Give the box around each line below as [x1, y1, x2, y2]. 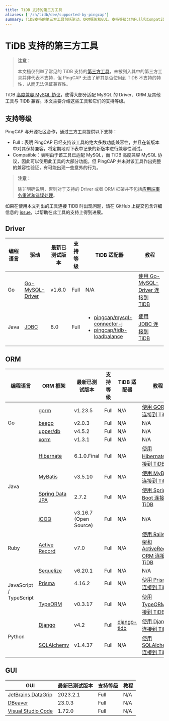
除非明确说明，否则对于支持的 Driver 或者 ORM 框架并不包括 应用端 [17, 186, 156, 192]
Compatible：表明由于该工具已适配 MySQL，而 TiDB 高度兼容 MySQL [12, 152, 157, 158]
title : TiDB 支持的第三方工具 [5, 7, 63, 13]
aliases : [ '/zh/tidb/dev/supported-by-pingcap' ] [5, 12, 109, 17]
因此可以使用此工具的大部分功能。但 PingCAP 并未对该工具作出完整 [21, 158, 161, 164]
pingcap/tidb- [94, 326, 127, 334]
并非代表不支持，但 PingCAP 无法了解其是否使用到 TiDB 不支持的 [22, 75, 157, 81]
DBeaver [8, 699, 29, 706]
